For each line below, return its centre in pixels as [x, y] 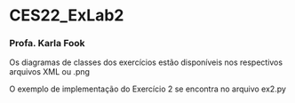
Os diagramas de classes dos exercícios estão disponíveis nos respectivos [146, 62]
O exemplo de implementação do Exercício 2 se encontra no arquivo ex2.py [148, 89]
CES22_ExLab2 [67, 16]
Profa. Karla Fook [48, 44]
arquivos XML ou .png [50, 72]
